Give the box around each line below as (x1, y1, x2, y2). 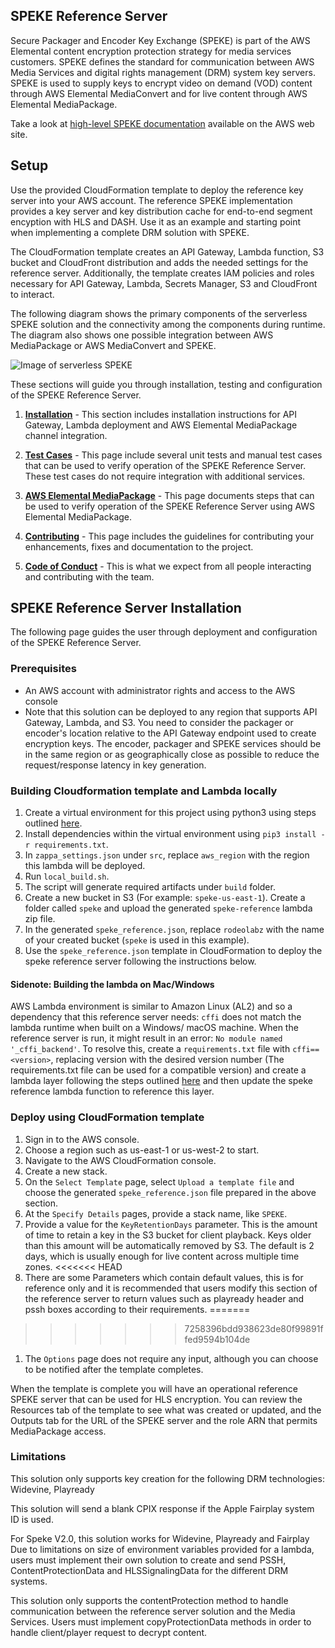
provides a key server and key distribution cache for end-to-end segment (10, 205, 313, 217)
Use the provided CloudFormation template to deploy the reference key (10, 184, 304, 196)
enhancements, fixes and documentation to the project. (24, 540, 254, 553)
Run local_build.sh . (24, 870, 110, 883)
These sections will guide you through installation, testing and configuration (10, 378, 323, 390)
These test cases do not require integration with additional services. (24, 470, 306, 482)
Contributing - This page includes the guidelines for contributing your (24, 530, 315, 542)
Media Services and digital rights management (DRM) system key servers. (10, 66, 316, 78)
